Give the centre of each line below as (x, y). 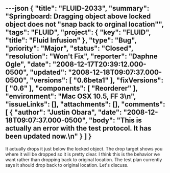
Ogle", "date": (28, 64)
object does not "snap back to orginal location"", (85, 24)
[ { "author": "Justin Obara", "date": (64, 112)
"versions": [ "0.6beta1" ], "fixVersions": (96, 81)
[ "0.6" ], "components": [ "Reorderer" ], (71, 88)
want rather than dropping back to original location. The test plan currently (84, 159)
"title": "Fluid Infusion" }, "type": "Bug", (71, 40)
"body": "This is (115, 121)
